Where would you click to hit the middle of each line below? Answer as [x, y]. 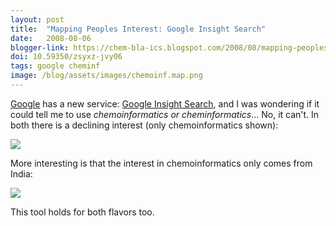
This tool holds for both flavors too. [82, 212]
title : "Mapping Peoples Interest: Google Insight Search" [138, 29]
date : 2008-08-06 [51, 38]
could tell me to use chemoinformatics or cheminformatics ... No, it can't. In [165, 114]
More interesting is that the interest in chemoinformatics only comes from [161, 163]
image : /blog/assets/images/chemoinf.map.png [106, 76]
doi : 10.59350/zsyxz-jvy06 [66, 57]
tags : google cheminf [55, 66]
